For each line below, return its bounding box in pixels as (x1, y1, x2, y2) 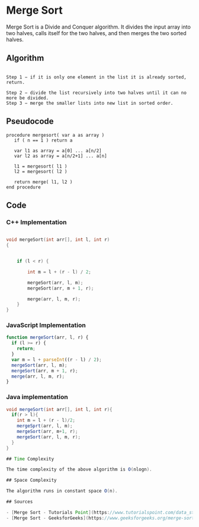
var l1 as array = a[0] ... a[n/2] (14, 148, 102, 153)
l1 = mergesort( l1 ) (14, 163, 68, 170)
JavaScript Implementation (6, 321, 86, 330)
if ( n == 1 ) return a (14, 137, 73, 143)
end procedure (6, 184, 41, 190)
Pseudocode (6, 117, 54, 127)
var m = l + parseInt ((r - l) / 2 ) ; (11, 356, 102, 363)
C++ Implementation (6, 218, 67, 226)
